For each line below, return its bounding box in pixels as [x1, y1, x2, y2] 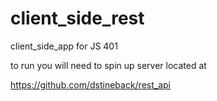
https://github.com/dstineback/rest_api [10, 78, 171, 91]
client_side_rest [10, 7, 145, 30]
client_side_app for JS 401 [10, 40, 118, 52]
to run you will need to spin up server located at [10, 59, 207, 71]
